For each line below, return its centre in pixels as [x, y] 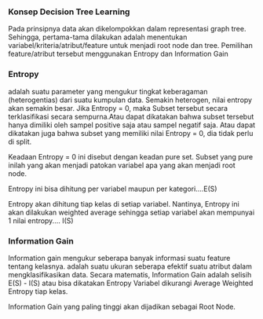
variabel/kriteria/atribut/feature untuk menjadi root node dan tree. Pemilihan [130, 46]
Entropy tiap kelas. [38, 291]
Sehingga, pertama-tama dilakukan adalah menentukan [98, 37]
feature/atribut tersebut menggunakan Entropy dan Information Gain [119, 54]
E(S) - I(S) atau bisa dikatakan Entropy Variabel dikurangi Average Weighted [131, 283]
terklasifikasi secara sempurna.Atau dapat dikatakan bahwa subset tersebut [131, 116]
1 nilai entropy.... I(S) [41, 220]
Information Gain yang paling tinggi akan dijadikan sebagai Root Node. [122, 306]
